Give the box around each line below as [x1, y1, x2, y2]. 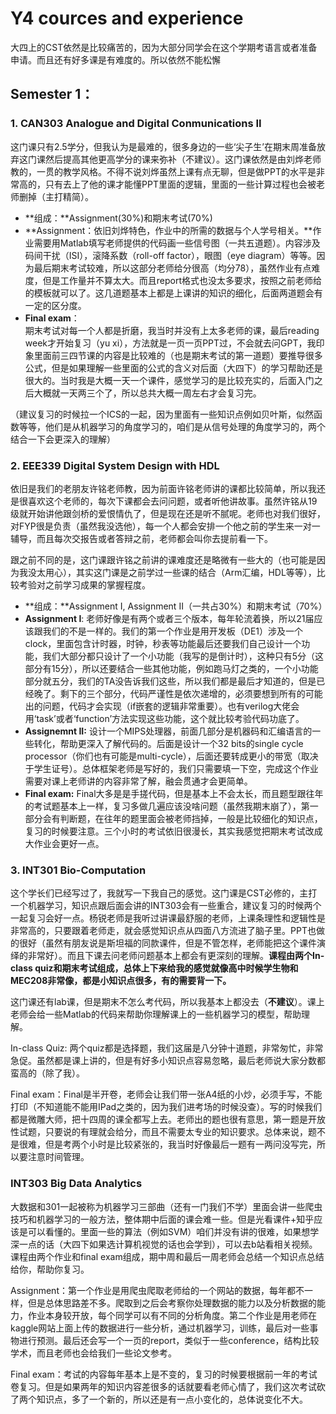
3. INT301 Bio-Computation [10, 863, 147, 877]
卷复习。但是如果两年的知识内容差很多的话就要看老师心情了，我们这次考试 [10, 1380, 317, 1392]
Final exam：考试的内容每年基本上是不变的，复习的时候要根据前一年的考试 [10, 1368, 318, 1380]
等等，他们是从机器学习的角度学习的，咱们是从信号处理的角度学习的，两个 [18, 420, 326, 432]
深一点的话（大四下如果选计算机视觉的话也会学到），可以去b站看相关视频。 [10, 1238, 318, 1250]
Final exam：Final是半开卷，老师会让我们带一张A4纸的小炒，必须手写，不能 [10, 1088, 323, 1101]
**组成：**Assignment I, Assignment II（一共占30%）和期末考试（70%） [24, 600, 328, 612]
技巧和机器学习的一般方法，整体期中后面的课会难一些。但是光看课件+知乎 [10, 1213, 315, 1225]
